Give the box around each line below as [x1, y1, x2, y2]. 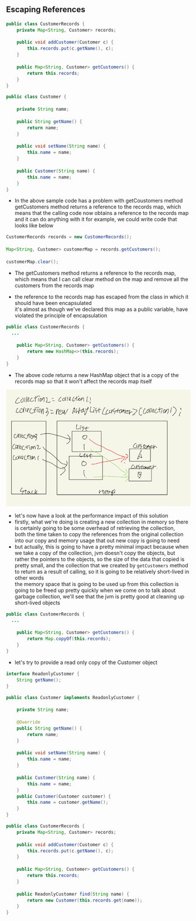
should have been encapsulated [14, 299, 92, 306]
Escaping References [6, 5, 86, 15]
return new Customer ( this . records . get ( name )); [27, 897, 143, 903]
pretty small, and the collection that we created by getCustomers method [14, 561, 188, 569]
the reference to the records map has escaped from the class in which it [14, 293, 189, 300]
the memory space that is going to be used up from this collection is [14, 580, 179, 587]
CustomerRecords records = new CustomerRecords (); [6, 234, 132, 240]
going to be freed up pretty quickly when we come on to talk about [14, 587, 176, 594]
